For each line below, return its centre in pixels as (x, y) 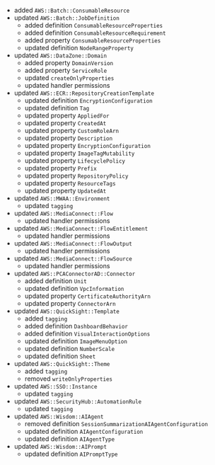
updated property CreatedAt (65, 123)
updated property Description (69, 138)
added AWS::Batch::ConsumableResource (72, 10)
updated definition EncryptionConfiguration (89, 101)
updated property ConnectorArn (70, 303)
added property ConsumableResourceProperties (93, 40)
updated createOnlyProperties (69, 78)
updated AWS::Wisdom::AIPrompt (60, 446)
